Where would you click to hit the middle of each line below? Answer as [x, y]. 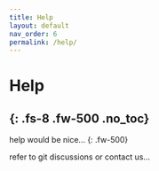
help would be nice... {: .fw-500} [69, 140]
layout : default [39, 26]
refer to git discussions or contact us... [80, 157]
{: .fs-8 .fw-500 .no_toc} [79, 118]
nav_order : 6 [33, 34]
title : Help [31, 17]
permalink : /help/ [43, 42]
